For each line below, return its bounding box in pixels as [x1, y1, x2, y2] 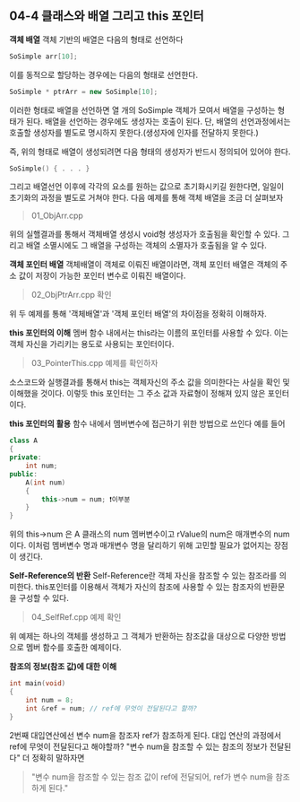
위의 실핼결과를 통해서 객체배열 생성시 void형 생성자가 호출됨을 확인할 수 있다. [9, 229, 280, 240]
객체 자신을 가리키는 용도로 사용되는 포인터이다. [9, 339, 175, 350]
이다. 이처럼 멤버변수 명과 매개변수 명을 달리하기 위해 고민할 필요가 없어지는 [9, 540, 272, 551]
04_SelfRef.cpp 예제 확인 [30, 612, 122, 623]
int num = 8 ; [25, 695, 74, 704]
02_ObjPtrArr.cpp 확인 [30, 290, 112, 301]
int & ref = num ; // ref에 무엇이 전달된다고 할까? [25, 703, 198, 713]
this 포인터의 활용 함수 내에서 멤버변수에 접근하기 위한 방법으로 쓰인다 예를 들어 [9, 418, 286, 429]
